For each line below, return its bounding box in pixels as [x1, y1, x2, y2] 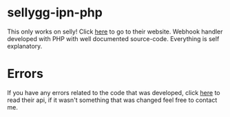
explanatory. [7, 42, 43, 50]
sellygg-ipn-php [7, 5, 103, 21]
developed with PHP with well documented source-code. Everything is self [7, 34, 220, 42]
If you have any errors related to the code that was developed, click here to [7, 88, 220, 96]
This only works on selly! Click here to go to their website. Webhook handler [7, 27, 223, 36]
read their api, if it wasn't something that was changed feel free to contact [7, 96, 218, 104]
